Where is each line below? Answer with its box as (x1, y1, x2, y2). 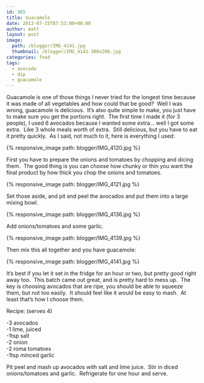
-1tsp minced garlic (6, 351, 55, 359)
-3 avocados (6, 319, 38, 326)
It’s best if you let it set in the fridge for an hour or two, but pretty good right (6, 270, 197, 277)
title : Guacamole (6, 15, 51, 21)
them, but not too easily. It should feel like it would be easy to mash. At (6, 289, 187, 297)
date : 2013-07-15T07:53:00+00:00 (6, 20, 91, 26)
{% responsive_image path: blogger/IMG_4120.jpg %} (6, 144, 141, 152)
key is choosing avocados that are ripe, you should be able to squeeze (6, 283, 183, 290)
